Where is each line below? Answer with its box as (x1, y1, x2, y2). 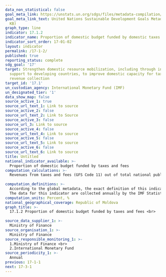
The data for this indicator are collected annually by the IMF (9, 191, 145, 196)
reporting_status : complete (5, 58, 63, 63)
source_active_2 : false (5, 108, 54, 114)
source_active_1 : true (5, 99, 52, 104)
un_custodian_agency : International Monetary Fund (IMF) (5, 85, 125, 90)
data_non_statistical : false (5, 7, 65, 12)
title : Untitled (5, 154, 39, 159)
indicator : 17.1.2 (5, 30, 43, 35)
